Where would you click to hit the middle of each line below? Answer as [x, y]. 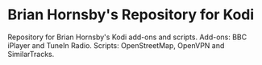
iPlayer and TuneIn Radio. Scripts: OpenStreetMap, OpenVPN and [116, 45]
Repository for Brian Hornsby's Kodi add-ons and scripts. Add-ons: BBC [127, 37]
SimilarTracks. [31, 54]
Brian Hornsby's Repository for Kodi [131, 15]
